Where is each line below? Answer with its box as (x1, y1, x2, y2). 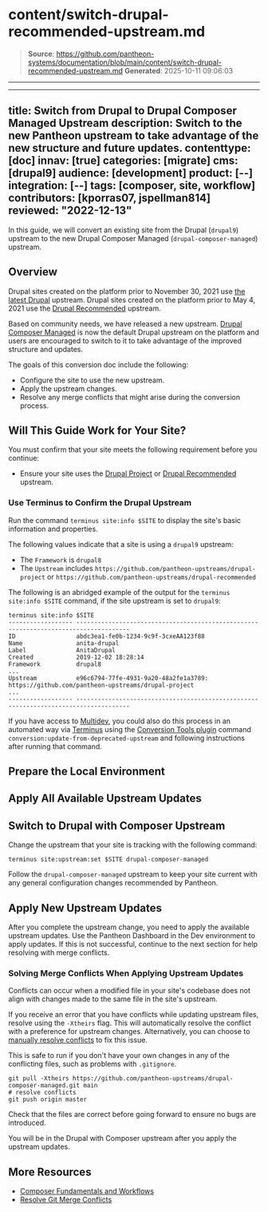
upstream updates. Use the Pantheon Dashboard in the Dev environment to (8, 931, 255, 941)
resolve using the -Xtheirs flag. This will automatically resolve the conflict (8, 1018, 251, 1028)
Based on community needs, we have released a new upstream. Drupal (8, 319, 242, 328)
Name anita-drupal (8, 639, 120, 648)
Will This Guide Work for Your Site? (8, 423, 187, 437)
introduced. (8, 1118, 46, 1127)
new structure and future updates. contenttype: (8, 141, 251, 155)
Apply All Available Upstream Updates (8, 792, 202, 806)
